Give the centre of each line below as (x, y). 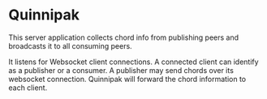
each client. (28, 88)
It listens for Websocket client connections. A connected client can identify (133, 62)
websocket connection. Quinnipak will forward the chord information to (127, 79)
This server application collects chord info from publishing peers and (124, 37)
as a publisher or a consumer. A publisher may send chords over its (121, 70)
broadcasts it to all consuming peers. (70, 45)
